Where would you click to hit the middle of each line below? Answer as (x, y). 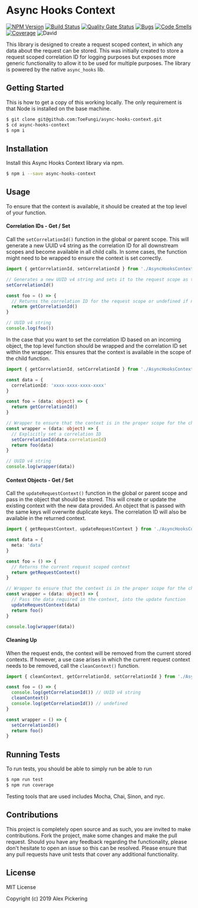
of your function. (27, 213)
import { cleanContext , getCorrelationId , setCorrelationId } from (91, 677)
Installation (27, 148)
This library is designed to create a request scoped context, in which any (95, 44)
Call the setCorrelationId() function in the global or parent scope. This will (98, 239)
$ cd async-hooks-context (38, 125)
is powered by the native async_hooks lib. (55, 69)
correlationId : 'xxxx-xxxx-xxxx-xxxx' (59, 385)
